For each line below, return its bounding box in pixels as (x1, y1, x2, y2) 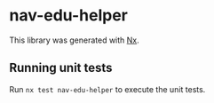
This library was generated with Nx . (9, 35, 139, 45)
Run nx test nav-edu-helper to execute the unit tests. (9, 83, 206, 94)
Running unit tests (9, 60, 113, 75)
